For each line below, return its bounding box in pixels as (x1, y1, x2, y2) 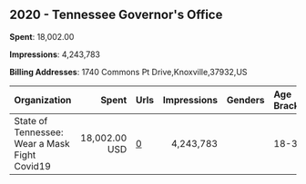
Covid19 (14, 160, 52, 172)
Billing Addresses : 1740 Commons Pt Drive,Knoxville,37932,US (9, 66, 248, 77)
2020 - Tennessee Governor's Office (9, 7, 223, 23)
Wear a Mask (14, 137, 70, 150)
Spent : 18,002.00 (9, 31, 75, 42)
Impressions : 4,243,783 (9, 49, 100, 60)
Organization (14, 93, 72, 106)
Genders (226, 93, 265, 106)
